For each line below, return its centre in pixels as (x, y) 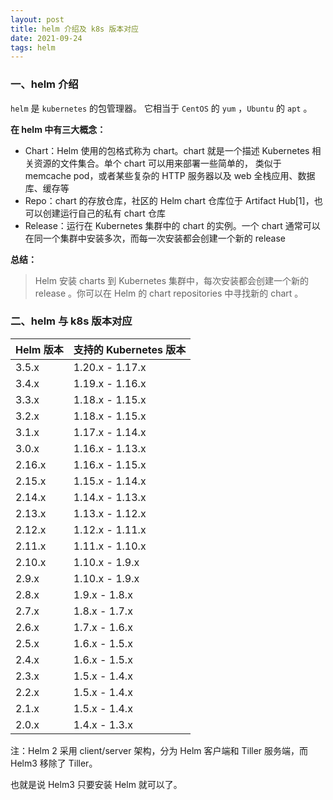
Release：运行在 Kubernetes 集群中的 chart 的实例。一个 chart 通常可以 (172, 225)
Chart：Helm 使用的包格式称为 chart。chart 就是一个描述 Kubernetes (167, 150)
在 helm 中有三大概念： (58, 129)
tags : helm (33, 47)
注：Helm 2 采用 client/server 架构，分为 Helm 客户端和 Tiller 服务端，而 (159, 750)
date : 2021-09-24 (46, 38)
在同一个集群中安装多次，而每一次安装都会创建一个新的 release (155, 238)
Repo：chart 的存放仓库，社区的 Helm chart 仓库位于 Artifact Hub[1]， (169, 200)
